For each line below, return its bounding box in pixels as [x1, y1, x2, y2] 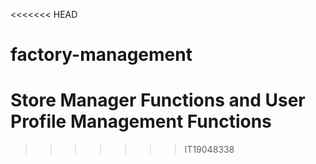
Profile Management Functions [10, 110, 272, 133]
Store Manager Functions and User [10, 89, 306, 112]
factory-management [10, 44, 193, 66]
